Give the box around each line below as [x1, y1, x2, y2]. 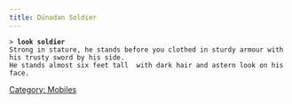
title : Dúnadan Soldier [9, 12, 98, 22]
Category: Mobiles [9, 84, 77, 94]
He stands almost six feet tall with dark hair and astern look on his [9, 60, 284, 69]
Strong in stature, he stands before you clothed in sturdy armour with [9, 45, 284, 54]
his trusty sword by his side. [9, 52, 125, 62]
